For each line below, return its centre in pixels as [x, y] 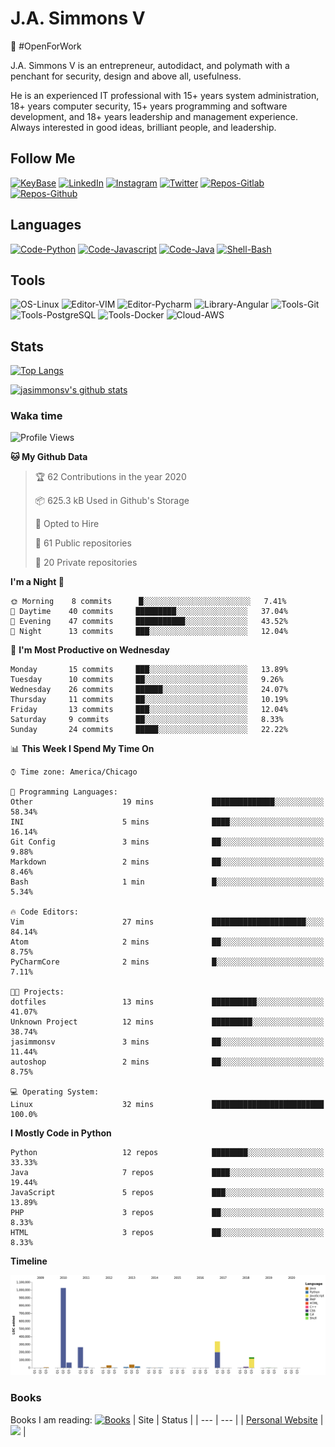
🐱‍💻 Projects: [37, 992]
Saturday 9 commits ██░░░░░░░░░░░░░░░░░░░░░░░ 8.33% [147, 720]
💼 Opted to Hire [67, 524]
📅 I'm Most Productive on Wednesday [90, 650]
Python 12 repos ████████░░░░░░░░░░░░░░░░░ [167, 1153]
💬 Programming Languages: [64, 792]
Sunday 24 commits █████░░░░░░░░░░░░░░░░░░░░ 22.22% [149, 730]
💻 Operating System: [55, 1092]
